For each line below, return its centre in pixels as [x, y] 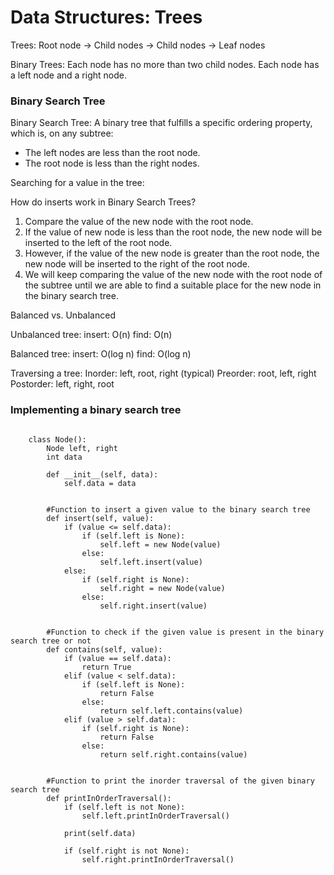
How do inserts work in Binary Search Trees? [103, 202]
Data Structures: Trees [106, 17]
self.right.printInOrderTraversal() [158, 859]
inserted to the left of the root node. [98, 243]
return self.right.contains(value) [173, 754]
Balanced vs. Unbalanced [63, 315]
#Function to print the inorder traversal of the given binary [180, 781]
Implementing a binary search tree [96, 410]
